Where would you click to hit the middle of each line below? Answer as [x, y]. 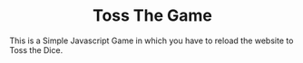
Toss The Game [152, 16]
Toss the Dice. [36, 49]
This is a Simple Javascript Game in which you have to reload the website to [151, 40]
